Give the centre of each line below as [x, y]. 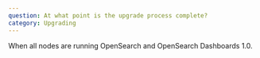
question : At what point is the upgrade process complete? [108, 15]
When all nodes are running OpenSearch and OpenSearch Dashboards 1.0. [130, 45]
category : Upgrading [43, 23]
